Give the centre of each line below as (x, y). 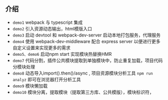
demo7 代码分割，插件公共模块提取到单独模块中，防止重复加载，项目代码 (88, 60)
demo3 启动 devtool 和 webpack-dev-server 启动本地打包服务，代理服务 (87, 35)
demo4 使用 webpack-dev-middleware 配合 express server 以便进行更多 (87, 41)
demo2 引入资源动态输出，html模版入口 (52, 28)
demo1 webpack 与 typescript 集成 (48, 22)
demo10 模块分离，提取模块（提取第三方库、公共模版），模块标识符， (83, 92)
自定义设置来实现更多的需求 (41, 48)
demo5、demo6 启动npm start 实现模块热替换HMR (62, 54)
